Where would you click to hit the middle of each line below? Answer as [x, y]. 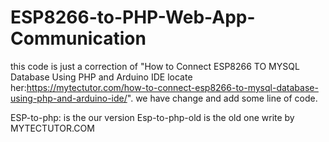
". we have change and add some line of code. [222, 98]
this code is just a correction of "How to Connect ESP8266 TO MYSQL [155, 66]
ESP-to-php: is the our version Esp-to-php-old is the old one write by [152, 117]
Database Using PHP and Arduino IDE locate [101, 77]
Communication [78, 38]
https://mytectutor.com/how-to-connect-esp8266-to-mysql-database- [172, 87]
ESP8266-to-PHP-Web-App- [133, 17]
